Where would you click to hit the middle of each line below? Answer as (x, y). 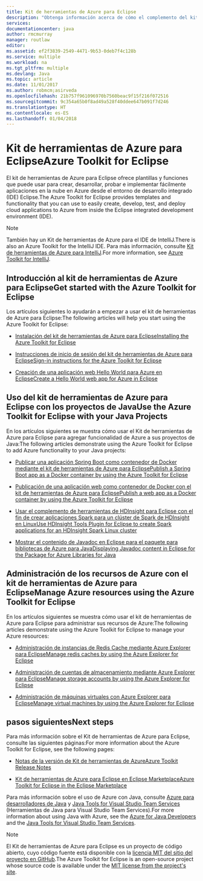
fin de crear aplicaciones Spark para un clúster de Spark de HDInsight (102, 517)
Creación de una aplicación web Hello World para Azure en (89, 372)
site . (11, 872)
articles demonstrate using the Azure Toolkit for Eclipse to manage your (95, 629)
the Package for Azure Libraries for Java (65, 555)
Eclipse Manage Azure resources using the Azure (100, 593)
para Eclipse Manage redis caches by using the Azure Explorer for (97, 654)
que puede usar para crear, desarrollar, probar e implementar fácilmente (96, 184)
